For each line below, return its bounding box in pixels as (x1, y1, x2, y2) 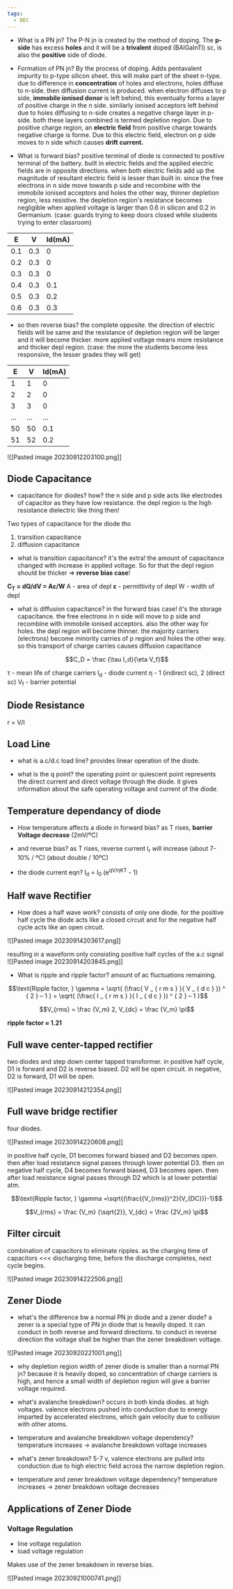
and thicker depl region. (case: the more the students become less (17, 342, 208, 351)
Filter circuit (7, 1228, 61, 1240)
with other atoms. (17, 1420, 68, 1428)
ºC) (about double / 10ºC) (35, 853, 109, 861)
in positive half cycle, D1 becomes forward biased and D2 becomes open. (7, 1151, 218, 1159)
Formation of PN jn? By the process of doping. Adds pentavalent (17, 64, 202, 72)
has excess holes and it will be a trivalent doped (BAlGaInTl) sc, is (31, 43, 223, 51)
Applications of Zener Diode (7, 1503, 132, 1515)
